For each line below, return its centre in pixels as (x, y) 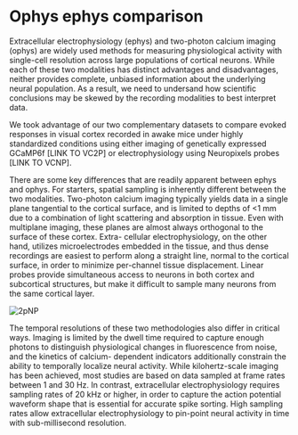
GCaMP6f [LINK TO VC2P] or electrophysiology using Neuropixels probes (145, 152)
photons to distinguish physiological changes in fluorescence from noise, (143, 347)
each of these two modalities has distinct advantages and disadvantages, (144, 70)
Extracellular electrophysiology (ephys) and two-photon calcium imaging (142, 41)
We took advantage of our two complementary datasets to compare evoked (148, 124)
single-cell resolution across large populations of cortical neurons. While (142, 60)
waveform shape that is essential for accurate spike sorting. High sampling (146, 404)
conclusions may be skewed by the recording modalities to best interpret (143, 98)
